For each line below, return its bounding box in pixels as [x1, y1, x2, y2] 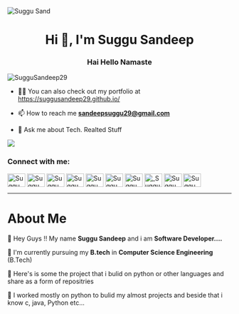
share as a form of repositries [7, 277, 94, 285]
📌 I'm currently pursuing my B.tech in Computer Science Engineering [7, 248, 213, 256]
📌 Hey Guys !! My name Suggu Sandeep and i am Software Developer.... [7, 234, 223, 243]
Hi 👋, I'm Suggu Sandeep [45, 32, 194, 48]
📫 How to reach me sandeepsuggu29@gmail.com [17, 109, 171, 118]
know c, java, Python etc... [7, 298, 85, 307]
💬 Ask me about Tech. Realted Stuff [17, 126, 122, 134]
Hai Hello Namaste [87, 57, 152, 67]
